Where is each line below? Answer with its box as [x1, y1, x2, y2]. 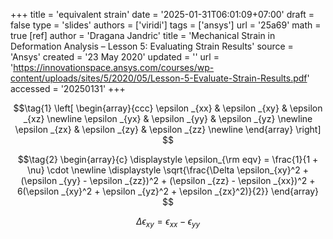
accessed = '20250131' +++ [10, 83, 126, 94]
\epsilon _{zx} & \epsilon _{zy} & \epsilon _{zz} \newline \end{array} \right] [14, 124, 322, 135]
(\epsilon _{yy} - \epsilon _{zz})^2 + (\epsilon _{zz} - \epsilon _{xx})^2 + [20, 175, 316, 186]
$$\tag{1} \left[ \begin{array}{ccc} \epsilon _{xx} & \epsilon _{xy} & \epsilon [13, 102, 323, 114]
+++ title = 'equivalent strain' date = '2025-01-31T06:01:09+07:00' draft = [10, 9, 315, 20]
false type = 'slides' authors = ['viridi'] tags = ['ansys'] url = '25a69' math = [10, 19, 322, 31]
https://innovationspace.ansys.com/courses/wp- [13, 62, 215, 73]
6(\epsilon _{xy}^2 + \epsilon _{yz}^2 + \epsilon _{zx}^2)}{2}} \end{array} [16, 185, 320, 197]
